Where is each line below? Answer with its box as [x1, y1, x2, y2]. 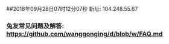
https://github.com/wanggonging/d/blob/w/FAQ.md [6, 30, 163, 38]
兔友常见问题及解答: [6, 22, 65, 30]
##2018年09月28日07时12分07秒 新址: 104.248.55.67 [6, 5, 138, 12]
